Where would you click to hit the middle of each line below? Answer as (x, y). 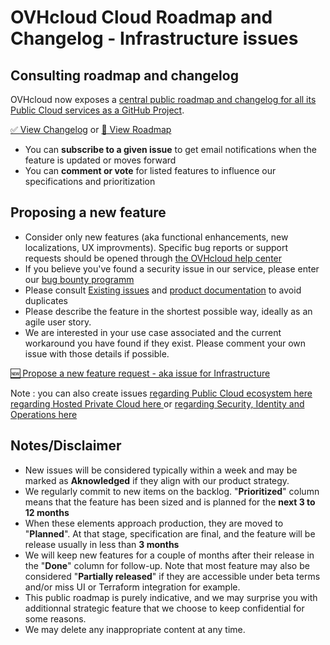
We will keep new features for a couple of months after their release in (169, 555)
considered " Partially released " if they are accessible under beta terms (172, 576)
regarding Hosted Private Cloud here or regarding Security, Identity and (157, 403)
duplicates (46, 300)
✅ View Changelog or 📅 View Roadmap (91, 129)
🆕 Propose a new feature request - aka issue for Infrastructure (140, 373)
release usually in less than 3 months (102, 544)
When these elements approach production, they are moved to (154, 523)
